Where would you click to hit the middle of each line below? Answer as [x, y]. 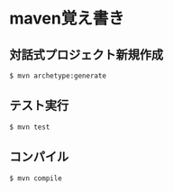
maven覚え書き [67, 18]
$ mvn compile [36, 178]
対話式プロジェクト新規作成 [86, 55]
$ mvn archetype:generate [58, 76]
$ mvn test [30, 127]
